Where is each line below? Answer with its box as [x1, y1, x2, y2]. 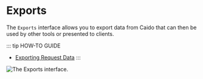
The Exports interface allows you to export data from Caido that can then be [6, 24, 197, 31]
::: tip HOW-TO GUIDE [6, 42, 61, 49]
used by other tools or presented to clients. [6, 30, 114, 37]
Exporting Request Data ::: [15, 53, 81, 61]
